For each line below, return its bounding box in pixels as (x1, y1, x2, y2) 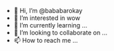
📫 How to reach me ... (13, 37, 78, 44)
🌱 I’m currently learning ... (13, 21, 88, 29)
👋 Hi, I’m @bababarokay (13, 7, 83, 14)
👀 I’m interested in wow (13, 14, 81, 22)
